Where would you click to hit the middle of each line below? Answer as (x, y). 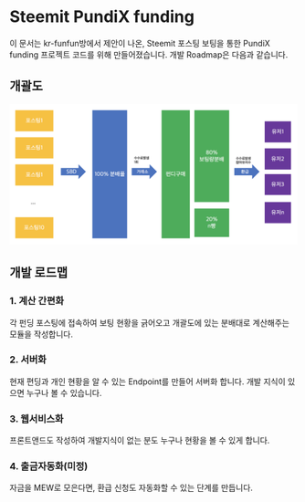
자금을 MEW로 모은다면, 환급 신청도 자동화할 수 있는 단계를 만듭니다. (131, 488)
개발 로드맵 (39, 272)
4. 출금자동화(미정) (49, 466)
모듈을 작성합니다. (42, 334)
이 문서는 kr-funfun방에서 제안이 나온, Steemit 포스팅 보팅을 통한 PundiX (140, 43)
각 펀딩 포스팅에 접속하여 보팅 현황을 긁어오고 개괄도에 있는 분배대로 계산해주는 (150, 322)
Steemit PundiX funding (102, 17)
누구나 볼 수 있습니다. (64, 392)
